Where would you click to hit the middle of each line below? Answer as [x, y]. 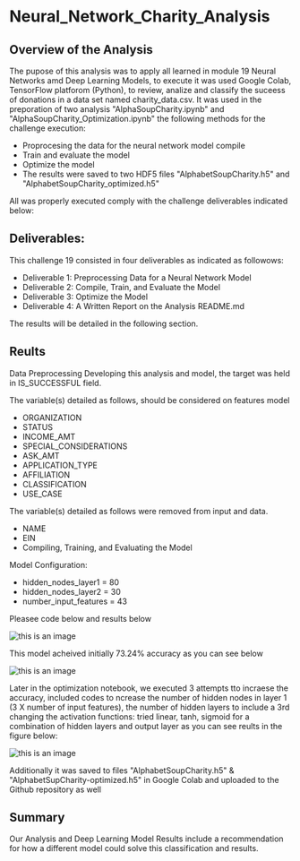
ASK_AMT [41, 455]
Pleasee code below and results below [81, 618]
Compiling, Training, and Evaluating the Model [107, 547]
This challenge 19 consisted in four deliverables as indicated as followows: [146, 260]
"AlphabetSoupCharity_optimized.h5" [90, 184]
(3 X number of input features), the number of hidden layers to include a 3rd [150, 707]
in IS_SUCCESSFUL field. [56, 383]
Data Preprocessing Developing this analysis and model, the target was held [150, 373]
